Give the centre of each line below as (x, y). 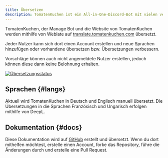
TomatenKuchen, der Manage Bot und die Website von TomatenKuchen (79, 28)
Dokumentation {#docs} (44, 127)
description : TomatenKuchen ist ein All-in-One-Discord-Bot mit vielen (81, 14)
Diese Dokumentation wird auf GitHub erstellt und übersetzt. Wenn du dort (82, 140)
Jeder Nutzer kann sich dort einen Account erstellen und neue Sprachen (80, 43)
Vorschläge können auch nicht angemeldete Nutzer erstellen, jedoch (76, 58)
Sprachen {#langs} (35, 89)
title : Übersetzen (24, 10)
